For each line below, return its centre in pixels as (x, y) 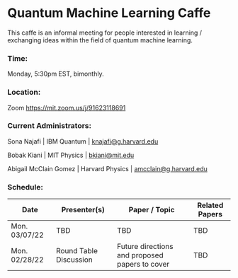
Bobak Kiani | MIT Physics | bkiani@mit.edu (71, 155)
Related (210, 205)
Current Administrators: (50, 126)
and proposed (140, 255)
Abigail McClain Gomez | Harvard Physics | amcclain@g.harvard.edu (107, 168)
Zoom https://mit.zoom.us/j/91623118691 (67, 108)
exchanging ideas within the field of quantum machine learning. (100, 40)
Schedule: (25, 187)
